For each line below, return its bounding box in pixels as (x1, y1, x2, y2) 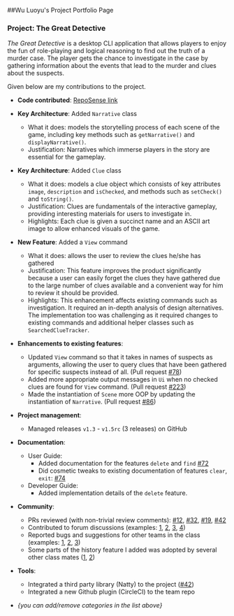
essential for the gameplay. (27, 153, 106, 162)
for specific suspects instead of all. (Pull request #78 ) (27, 368, 182, 376)
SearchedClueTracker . (27, 326, 89, 334)
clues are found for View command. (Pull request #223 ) (27, 382, 187, 391)
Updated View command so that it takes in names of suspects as (27, 353, 213, 361)
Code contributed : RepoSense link (17, 96, 118, 104)
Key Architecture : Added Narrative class (17, 110, 138, 118)
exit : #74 (38, 474, 66, 482)
